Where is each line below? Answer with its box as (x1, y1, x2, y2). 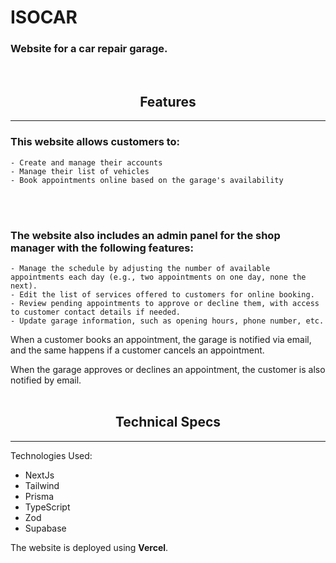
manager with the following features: (10, 241, 194, 255)
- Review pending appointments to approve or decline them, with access (10, 298, 320, 308)
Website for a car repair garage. (10, 42, 168, 56)
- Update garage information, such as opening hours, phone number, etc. (10, 316, 325, 326)
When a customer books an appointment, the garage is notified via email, (10, 333, 312, 345)
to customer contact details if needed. (10, 307, 182, 317)
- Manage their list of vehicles (10, 166, 150, 176)
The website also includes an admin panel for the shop (10, 228, 281, 242)
